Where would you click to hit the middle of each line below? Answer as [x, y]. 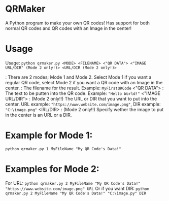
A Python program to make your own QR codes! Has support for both [77, 23]
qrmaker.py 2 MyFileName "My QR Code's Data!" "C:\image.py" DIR [76, 193]
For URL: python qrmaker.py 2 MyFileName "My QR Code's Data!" [73, 183]
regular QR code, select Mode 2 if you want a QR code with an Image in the [84, 82]
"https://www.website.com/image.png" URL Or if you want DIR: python [77, 188]
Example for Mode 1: [49, 136]
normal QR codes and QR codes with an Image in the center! [69, 28]
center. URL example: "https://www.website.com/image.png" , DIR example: [83, 104]
